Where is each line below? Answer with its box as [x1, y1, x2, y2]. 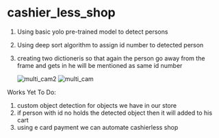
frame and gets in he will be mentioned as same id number [16, 61, 183, 69]
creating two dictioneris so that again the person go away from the [16, 54, 205, 62]
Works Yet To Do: [7, 88, 56, 96]
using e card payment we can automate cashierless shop [16, 123, 179, 131]
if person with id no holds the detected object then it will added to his [16, 108, 213, 117]
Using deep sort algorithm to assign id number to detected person [16, 41, 204, 49]
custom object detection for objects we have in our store [16, 101, 177, 109]
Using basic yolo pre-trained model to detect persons [16, 27, 168, 36]
